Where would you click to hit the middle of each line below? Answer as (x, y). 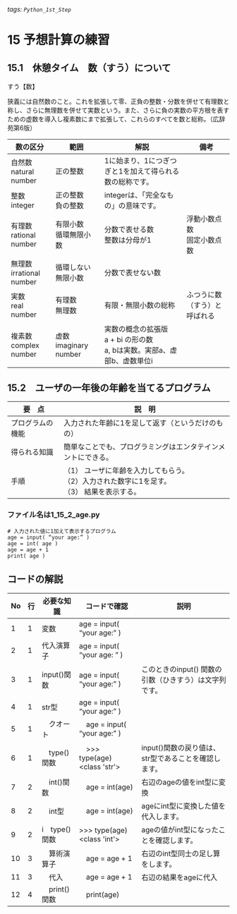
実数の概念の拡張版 (136, 329)
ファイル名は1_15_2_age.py (54, 515)
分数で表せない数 (133, 272)
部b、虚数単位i (129, 360)
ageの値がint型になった (180, 829)
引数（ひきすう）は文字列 (183, 680)
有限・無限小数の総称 (140, 305)
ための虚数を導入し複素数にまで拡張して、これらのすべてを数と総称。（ (110, 118)
